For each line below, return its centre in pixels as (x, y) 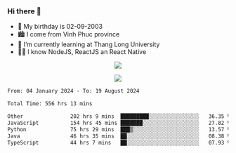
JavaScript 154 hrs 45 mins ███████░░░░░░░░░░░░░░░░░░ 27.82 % (119, 123)
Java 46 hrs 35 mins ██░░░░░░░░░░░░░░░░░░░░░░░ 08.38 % (119, 136)
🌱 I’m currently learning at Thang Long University (88, 44)
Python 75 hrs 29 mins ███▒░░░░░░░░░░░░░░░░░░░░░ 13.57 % (119, 129)
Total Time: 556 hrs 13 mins (50, 104)
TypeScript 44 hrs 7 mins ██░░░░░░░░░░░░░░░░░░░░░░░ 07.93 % (119, 142)
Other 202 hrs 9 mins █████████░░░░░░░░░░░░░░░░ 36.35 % (119, 117)
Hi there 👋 (25, 11)
